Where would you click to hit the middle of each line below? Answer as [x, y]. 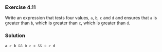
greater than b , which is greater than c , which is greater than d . [68, 23]
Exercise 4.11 [20, 7]
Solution [15, 35]
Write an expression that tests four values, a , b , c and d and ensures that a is [81, 18]
